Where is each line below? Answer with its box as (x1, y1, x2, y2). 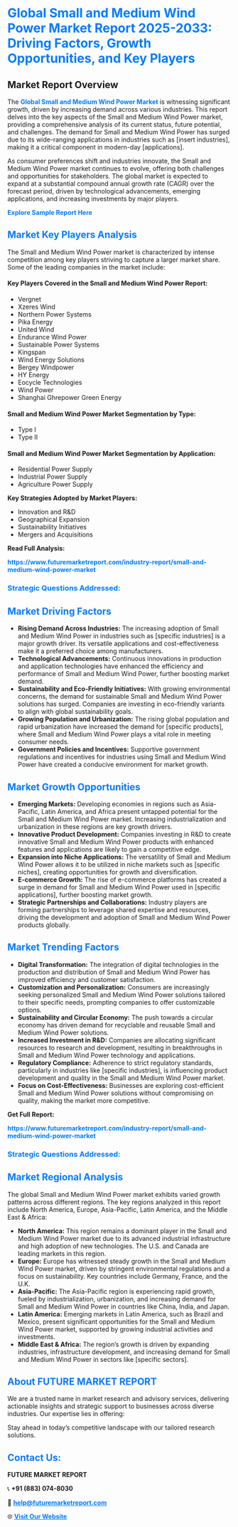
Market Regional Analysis (7, 1171, 124, 1183)
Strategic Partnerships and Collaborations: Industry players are (17, 898, 207, 907)
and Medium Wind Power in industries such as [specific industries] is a (17, 632, 226, 640)
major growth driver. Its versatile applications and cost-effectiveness (17, 639, 219, 648)
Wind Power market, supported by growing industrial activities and (17, 1325, 213, 1333)
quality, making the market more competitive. (17, 1096, 151, 1104)
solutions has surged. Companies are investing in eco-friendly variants (17, 699, 225, 709)
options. (17, 1005, 42, 1014)
